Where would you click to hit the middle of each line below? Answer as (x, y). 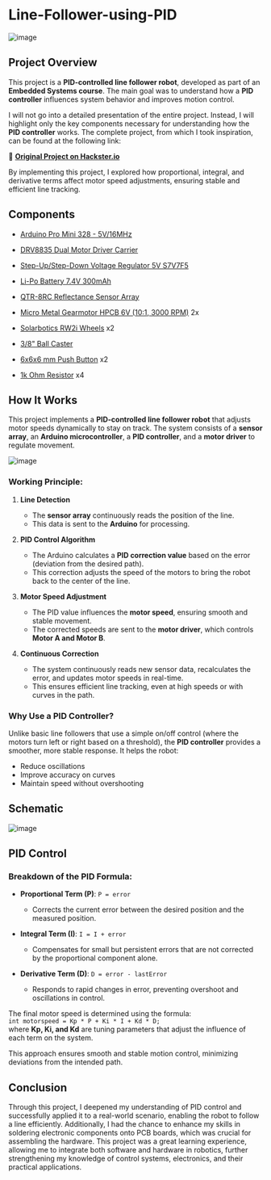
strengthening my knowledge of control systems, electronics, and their (126, 1159)
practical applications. (45, 1167)
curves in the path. (63, 695)
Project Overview (53, 63)
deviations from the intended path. (66, 1062)
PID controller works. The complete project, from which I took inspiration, (131, 132)
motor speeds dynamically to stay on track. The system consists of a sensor (135, 428)
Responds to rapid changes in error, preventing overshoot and (135, 989)
